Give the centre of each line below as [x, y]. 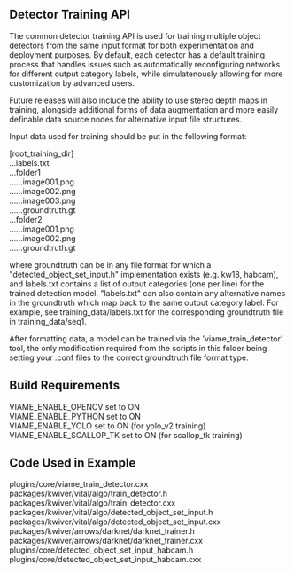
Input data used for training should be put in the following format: [128, 136]
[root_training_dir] [42, 153]
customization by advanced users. [72, 82]
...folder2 [26, 219]
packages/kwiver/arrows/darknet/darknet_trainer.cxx [106, 541]
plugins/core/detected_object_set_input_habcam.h [101, 550]
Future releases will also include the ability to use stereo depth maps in [139, 100]
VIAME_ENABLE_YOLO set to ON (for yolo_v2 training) [108, 426]
